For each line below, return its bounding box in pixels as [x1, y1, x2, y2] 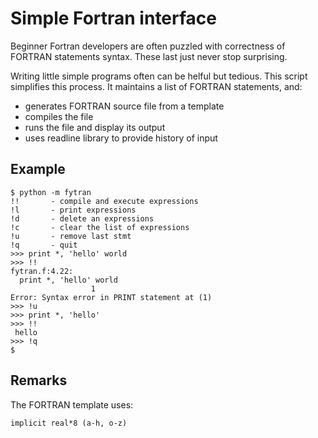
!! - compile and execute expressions [10, 196, 199, 206]
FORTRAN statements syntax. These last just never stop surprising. [10, 50, 288, 62]
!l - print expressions [10, 205, 137, 215]
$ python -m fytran [10, 187, 92, 197]
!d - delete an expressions [10, 213, 155, 224]
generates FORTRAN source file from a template [24, 100, 225, 112]
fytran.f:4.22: [10, 266, 74, 276]
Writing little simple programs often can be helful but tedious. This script [10, 70, 308, 82]
